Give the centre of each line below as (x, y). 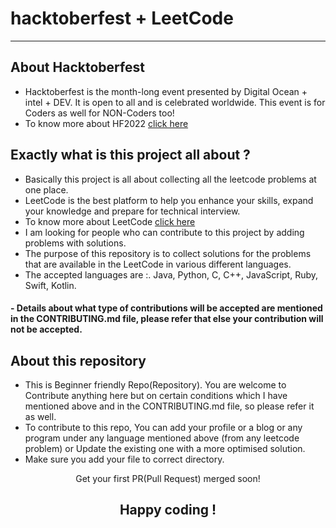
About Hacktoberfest (77, 67)
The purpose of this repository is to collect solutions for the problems (168, 253)
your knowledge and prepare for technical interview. (132, 211)
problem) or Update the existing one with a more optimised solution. (165, 448)
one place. (46, 189)
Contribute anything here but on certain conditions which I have (156, 395)
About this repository (78, 360)
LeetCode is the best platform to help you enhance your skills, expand (169, 200)
